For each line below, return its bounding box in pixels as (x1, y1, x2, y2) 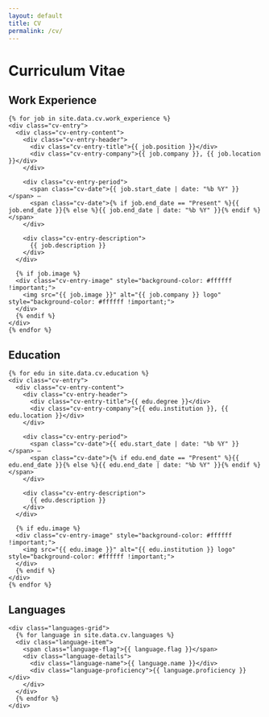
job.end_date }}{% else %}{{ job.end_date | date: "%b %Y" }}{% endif (8, 206, 250, 214)
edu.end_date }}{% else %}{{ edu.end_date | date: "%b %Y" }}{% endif (8, 461, 250, 470)
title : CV (8, 19, 42, 27)
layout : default (8, 11, 63, 20)
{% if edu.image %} (15, 524, 81, 533)
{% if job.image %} (15, 270, 81, 278)
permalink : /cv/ (8, 27, 63, 35)
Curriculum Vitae (8, 61, 126, 80)
